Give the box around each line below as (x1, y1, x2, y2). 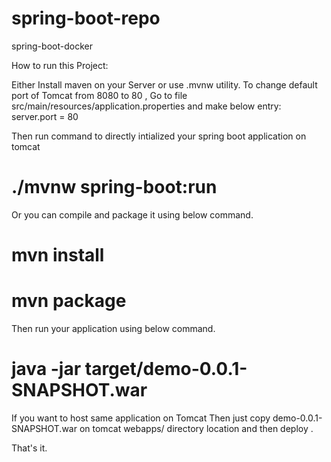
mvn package (11, 290, 127, 312)
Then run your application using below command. (11, 323, 216, 334)
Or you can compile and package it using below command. (11, 208, 254, 221)
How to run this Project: (11, 59, 109, 71)
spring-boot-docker (11, 40, 93, 52)
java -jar (11, 358, 82, 381)
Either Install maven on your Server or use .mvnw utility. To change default (11, 78, 318, 91)
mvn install (11, 244, 105, 267)
